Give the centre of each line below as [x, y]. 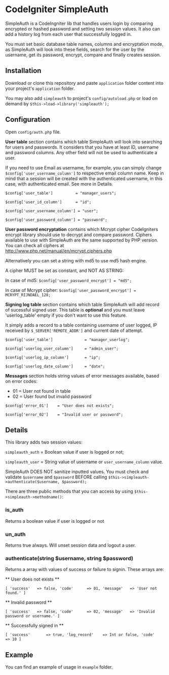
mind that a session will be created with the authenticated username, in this [84, 178]
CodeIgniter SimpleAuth [57, 9]
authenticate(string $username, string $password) [69, 558]
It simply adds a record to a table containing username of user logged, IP [81, 325]
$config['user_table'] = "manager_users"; [61, 193]
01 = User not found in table [41, 391]
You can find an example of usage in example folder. [59, 667]
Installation [23, 71]
